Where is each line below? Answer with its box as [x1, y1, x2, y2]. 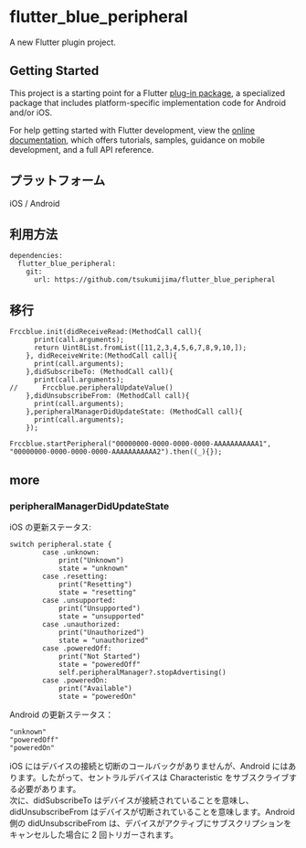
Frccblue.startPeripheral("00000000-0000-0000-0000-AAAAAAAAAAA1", [9, 439, 272, 449]
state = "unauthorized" [58, 636, 149, 645]
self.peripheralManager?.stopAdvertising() [58, 668, 227, 677]
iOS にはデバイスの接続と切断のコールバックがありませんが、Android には [9, 760, 289, 771]
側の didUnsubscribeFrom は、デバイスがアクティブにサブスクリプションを [9, 817, 292, 829]
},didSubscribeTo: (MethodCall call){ [26, 368, 174, 377]
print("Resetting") [58, 579, 132, 589]
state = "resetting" [58, 587, 137, 596]
